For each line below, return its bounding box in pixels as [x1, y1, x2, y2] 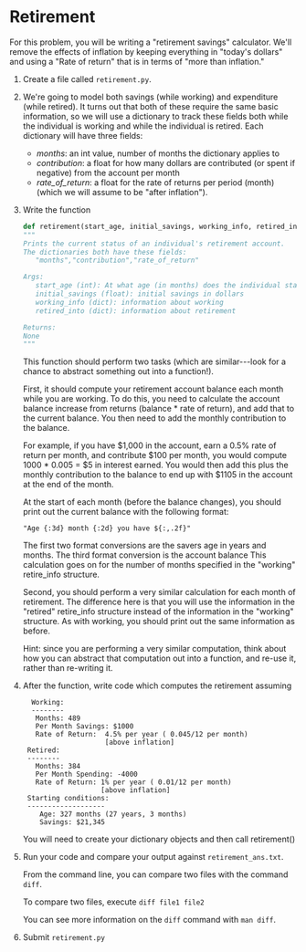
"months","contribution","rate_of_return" [35, 256, 199, 266]
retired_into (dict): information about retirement [35, 306, 237, 316]
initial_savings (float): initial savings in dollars [35, 289, 245, 298]
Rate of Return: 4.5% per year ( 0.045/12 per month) [35, 730, 248, 739]
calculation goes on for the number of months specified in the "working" [22, 560, 296, 570]
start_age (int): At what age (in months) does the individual [35, 281, 281, 290]
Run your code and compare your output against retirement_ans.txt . [22, 852, 284, 863]
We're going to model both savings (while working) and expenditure [22, 91, 279, 102]
